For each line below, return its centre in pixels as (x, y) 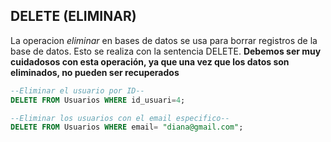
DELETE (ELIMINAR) (73, 16)
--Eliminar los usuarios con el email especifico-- (120, 118)
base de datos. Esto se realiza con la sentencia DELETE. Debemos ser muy (166, 51)
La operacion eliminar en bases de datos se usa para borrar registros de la (164, 40)
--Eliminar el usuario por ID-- (77, 90)
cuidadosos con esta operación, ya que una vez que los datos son (150, 61)
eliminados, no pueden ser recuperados (95, 72)
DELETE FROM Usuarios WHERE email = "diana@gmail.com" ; (127, 127)
